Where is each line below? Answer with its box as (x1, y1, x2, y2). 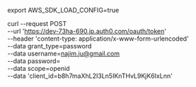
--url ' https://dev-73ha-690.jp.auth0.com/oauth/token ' (7, 27, 167, 35)
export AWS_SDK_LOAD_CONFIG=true (7, 6, 120, 14)
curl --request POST (7, 20, 67, 27)
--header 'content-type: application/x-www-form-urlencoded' (7, 34, 189, 43)
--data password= (7, 57, 61, 65)
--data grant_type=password (7, 42, 92, 50)
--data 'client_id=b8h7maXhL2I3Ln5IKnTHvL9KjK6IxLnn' (7, 72, 173, 80)
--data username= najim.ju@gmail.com (7, 49, 120, 58)
